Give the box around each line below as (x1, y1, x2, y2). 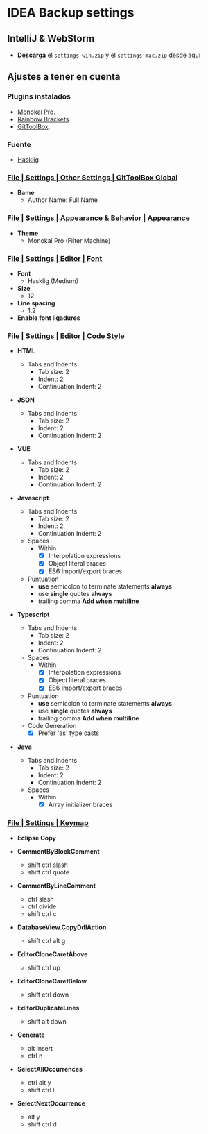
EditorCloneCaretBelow (17, 976, 87, 985)
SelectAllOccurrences (17, 1065, 83, 1073)
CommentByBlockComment (17, 847, 100, 855)
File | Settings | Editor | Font (7, 253, 103, 263)
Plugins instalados (7, 92, 71, 101)
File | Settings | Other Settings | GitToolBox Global (7, 172, 178, 182)
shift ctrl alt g (27, 936, 66, 945)
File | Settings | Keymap (7, 818, 89, 827)
